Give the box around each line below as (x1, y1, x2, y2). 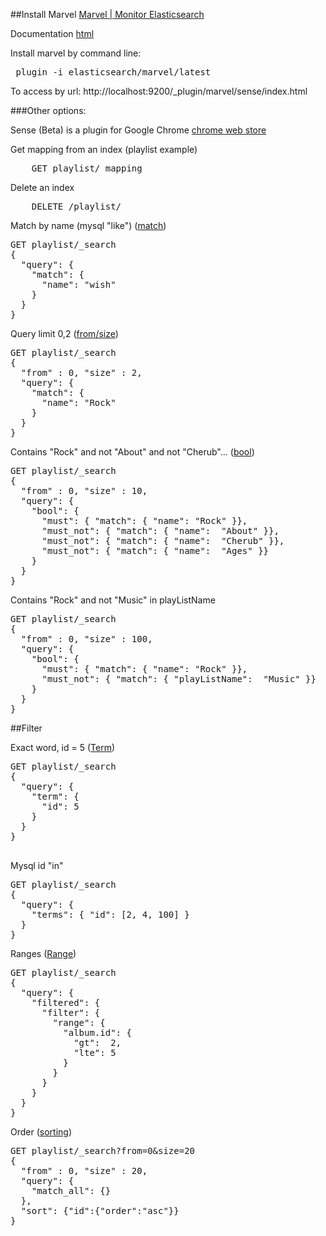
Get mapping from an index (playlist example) (10, 144, 198, 155)
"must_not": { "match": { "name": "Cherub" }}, (41, 535, 285, 546)
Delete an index (10, 182, 75, 193)
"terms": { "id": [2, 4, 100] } (31, 909, 190, 920)
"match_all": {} (31, 1185, 112, 1196)
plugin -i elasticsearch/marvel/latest (15, 67, 212, 78)
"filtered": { (31, 997, 101, 1008)
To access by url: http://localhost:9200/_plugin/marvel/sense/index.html (10, 85, 308, 97)
